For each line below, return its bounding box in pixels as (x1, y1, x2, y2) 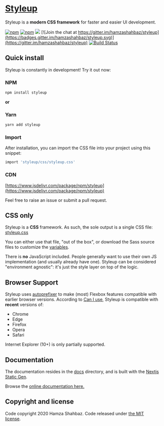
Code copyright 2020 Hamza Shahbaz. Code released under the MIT (5, 410, 144, 416)
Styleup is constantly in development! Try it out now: (5, 67, 111, 72)
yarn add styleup (5, 122, 41, 127)
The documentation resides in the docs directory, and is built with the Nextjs (5, 369, 159, 375)
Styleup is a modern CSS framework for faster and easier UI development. (5, 19, 156, 25)
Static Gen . (5, 374, 28, 379)
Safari (12, 332, 24, 338)
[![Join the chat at (41, 29, 77, 35)
